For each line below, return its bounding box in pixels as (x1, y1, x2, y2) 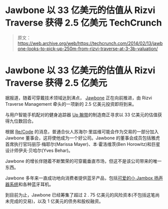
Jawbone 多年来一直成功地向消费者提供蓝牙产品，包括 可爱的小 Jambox (5, 175, 153, 181)
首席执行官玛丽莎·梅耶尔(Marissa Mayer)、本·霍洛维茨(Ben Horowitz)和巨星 (5, 141, 160, 147)
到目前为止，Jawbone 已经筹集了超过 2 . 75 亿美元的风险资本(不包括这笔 (5, 191, 155, 198)
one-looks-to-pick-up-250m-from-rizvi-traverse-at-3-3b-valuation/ (17, 46, 158, 52)
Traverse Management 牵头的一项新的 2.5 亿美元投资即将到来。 (5, 101, 137, 107)
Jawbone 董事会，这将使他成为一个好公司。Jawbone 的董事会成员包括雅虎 (5, 135, 160, 141)
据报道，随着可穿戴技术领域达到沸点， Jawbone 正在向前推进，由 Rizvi (5, 95, 152, 101)
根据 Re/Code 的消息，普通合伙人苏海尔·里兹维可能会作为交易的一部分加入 (5, 128, 159, 134)
